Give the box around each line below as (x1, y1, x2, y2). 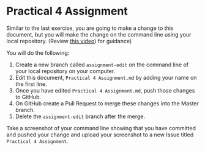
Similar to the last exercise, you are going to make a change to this (6, 24, 174, 32)
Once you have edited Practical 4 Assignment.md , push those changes (15, 86, 195, 94)
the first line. (15, 80, 47, 88)
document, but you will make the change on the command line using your (6, 30, 192, 38)
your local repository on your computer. (15, 67, 116, 74)
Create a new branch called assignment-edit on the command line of (15, 61, 188, 68)
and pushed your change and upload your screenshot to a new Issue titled (6, 131, 194, 138)
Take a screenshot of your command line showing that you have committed (6, 124, 196, 132)
